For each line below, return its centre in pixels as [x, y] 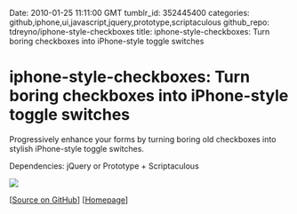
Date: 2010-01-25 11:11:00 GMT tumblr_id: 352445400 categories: [130, 13]
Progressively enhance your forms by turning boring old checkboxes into [143, 139]
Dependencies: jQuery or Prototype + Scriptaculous [104, 166]
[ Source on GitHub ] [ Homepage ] [69, 200]
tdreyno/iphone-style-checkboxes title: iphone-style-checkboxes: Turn [140, 32]
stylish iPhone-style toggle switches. [77, 148]
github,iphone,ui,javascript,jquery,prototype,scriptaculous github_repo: [139, 22]
